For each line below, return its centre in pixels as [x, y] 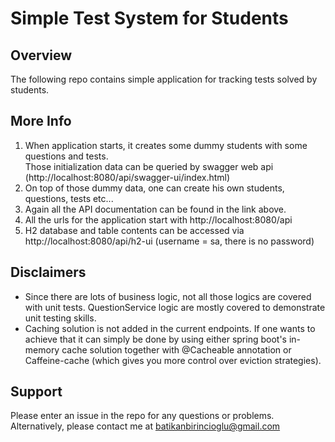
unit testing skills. [60, 318]
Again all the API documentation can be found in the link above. [155, 209]
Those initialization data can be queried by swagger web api [149, 166]
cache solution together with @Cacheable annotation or [176, 349]
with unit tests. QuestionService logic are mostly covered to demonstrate [175, 307]
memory [42, 349]
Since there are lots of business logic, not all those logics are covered [168, 296]
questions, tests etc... [69, 198]
